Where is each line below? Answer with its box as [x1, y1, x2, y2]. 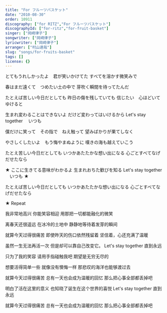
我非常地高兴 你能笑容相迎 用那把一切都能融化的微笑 [5, 211, 113, 217]
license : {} [5, 59, 30, 64]
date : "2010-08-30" [5, 12, 46, 17]
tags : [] [5, 54, 24, 59]
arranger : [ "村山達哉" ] [5, 45, 52, 50]
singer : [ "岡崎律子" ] [5, 31, 48, 36]
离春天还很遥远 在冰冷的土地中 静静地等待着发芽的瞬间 [5, 221, 118, 227]
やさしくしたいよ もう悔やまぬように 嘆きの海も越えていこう [5, 139, 134, 145]
